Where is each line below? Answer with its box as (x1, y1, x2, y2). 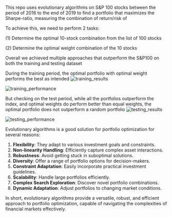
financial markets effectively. (5, 206, 66, 212)
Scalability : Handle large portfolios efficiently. (12, 174, 110, 180)
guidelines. (12, 169, 36, 175)
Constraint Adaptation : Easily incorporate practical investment (12, 163, 146, 169)
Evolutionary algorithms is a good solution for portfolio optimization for (5, 126, 155, 132)
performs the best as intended (5, 76, 70, 81)
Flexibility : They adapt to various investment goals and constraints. (12, 142, 156, 147)
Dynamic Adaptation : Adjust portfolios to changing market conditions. (12, 185, 162, 191)
